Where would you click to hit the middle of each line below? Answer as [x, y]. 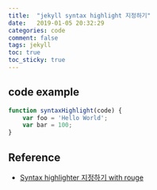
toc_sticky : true [37, 60]
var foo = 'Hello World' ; [65, 118]
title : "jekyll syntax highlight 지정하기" [80, 16]
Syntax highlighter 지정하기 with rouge [82, 177]
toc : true [25, 52]
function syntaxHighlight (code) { [65, 111]
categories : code [37, 30]
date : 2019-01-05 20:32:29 [56, 23]
